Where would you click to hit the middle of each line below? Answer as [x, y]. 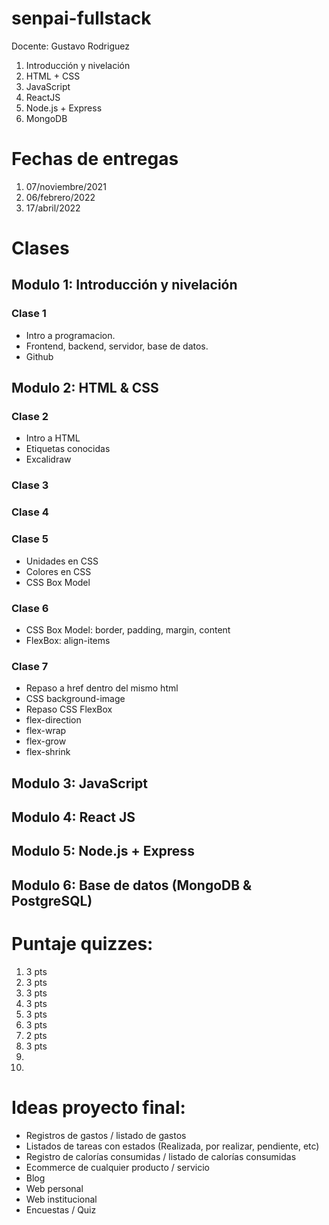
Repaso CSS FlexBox [69, 709]
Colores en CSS [58, 571]
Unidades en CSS [62, 561]
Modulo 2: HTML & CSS [85, 388]
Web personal [54, 1188]
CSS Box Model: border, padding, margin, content [128, 629]
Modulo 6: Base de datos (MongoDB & [132, 885]
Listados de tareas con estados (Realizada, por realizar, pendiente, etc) [172, 1146]
